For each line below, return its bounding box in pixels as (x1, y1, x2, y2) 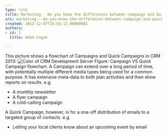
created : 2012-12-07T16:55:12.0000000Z (5, 21, 88, 26)
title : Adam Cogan (9, 35, 48, 40)
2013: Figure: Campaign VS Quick (5, 58, 151, 64)
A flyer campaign (12, 94, 48, 100)
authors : (5, 26, 23, 31)
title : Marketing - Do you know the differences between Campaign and (5, 12, 155, 17)
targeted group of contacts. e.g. (5, 114, 71, 120)
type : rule (5, 7, 28, 12)
